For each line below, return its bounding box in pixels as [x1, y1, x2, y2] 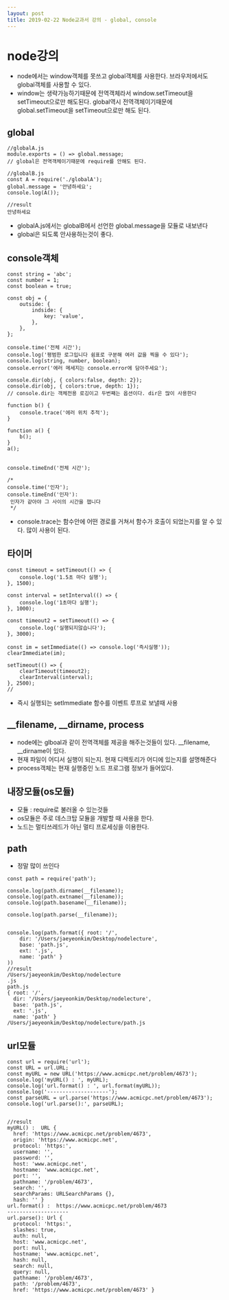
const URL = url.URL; [7, 1065, 69, 1072]
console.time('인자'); [7, 484, 69, 491]
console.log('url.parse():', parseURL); [7, 1100, 125, 1108]
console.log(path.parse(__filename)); [7, 912, 118, 919]
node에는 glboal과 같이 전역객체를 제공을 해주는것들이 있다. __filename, [16, 738, 210, 746]
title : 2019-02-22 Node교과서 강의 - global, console [7, 16, 157, 23]
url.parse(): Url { [7, 1215, 63, 1222]
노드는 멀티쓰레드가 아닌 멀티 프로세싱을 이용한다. [16, 823, 149, 831]
